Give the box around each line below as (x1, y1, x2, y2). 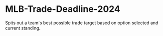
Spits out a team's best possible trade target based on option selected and (5, 20, 159, 26)
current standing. (5, 25, 41, 31)
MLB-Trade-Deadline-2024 (5, 3, 121, 15)
